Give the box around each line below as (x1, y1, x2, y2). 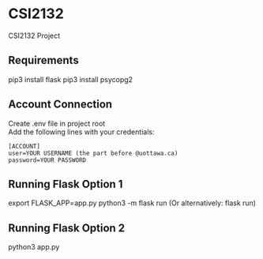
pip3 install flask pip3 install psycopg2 (8, 74, 133, 84)
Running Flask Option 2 (8, 221, 126, 235)
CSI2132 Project (8, 31, 61, 40)
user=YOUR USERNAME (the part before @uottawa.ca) (8, 149, 178, 157)
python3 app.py (8, 242, 60, 252)
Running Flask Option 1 (8, 177, 123, 190)
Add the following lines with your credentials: (8, 127, 155, 137)
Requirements (8, 54, 79, 67)
